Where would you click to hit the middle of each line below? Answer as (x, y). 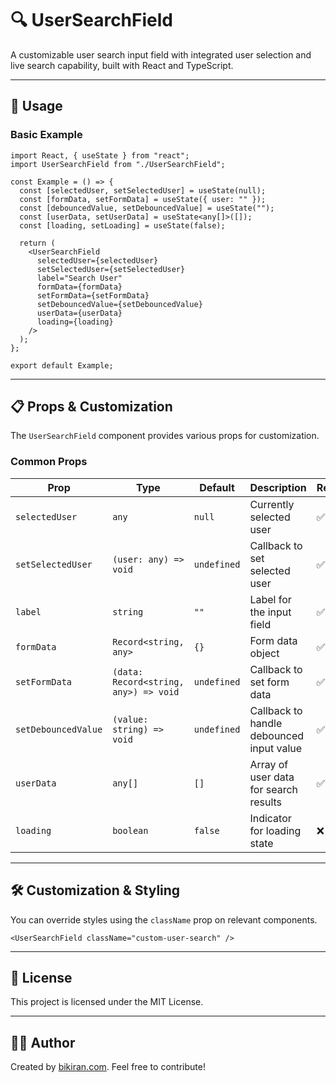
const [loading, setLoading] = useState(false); (122, 225)
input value (276, 748)
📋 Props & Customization (91, 407)
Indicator (270, 818)
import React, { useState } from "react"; (100, 155)
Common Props (49, 462)
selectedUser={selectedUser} (97, 260)
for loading (275, 830)
